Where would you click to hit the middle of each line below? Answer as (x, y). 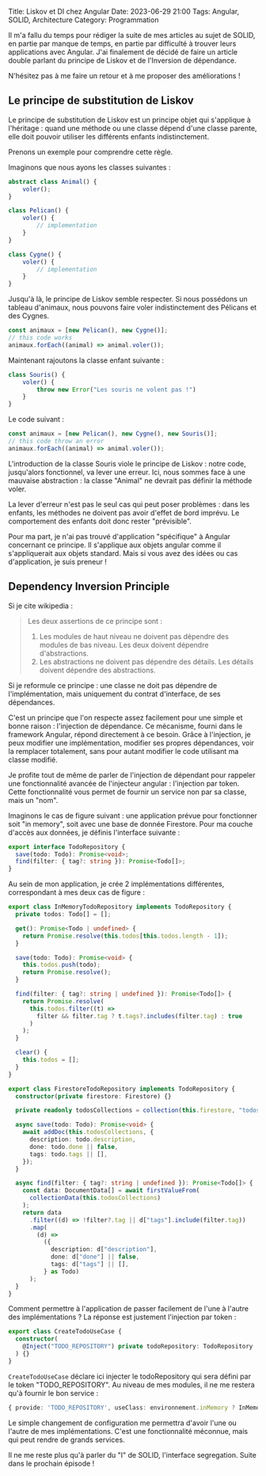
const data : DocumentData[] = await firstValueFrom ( (111, 1191)
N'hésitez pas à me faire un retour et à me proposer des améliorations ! (124, 76)
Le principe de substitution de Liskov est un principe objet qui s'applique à (129, 120)
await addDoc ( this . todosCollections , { (88, 1132)
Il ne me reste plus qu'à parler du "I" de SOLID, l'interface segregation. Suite (133, 1455)
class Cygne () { (35, 254)
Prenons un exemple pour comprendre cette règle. (91, 152)
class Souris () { (37, 375)
